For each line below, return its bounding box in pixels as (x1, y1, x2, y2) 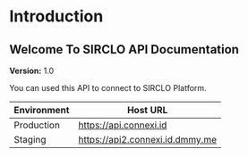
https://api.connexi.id (78, 119, 167, 131)
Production (13, 119, 61, 131)
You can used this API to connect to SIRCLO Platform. (9, 83, 208, 93)
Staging (13, 134, 47, 145)
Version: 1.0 (9, 65, 55, 76)
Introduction (9, 6, 104, 27)
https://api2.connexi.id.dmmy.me (78, 134, 218, 145)
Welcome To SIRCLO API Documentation (9, 42, 240, 57)
